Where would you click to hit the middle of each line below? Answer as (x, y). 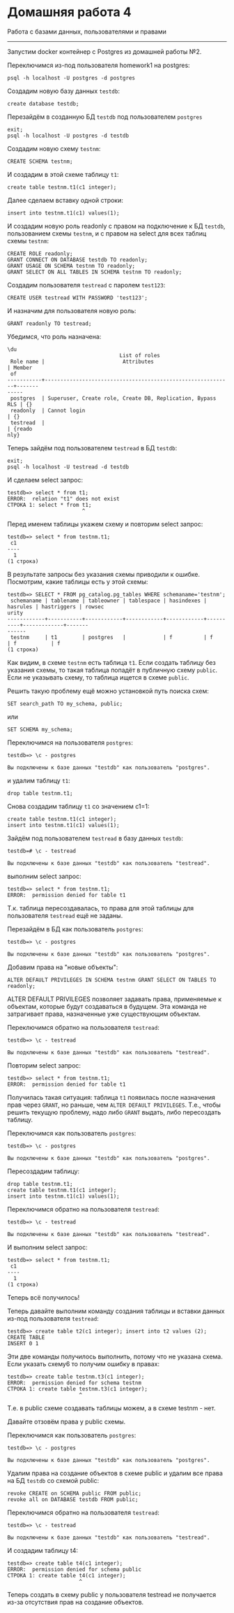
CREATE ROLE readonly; (40, 253)
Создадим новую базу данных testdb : (64, 91)
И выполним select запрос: (48, 1247)
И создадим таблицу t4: (43, 1550)
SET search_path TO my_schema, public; (65, 703)
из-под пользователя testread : (53, 1318)
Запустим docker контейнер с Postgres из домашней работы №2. (104, 51)
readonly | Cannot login (48, 410)
